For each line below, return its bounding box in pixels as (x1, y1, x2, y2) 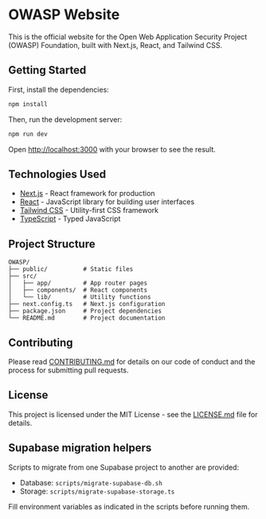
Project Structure (8, 237, 96, 250)
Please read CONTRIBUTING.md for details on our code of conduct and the (8, 356, 256, 366)
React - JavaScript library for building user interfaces (19, 197, 195, 206)
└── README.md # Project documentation (8, 314, 166, 322)
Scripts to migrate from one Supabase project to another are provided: (8, 462, 240, 472)
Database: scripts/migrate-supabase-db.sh (19, 478, 163, 487)
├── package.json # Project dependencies (8, 307, 162, 316)
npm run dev (8, 130, 48, 138)
